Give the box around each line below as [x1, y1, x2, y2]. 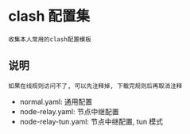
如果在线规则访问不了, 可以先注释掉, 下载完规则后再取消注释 [8, 82, 183, 90]
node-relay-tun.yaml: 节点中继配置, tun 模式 [19, 117, 164, 126]
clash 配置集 [8, 7, 91, 25]
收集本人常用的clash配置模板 [8, 35, 91, 44]
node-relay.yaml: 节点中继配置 [19, 106, 119, 116]
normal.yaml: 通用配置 [19, 97, 93, 106]
